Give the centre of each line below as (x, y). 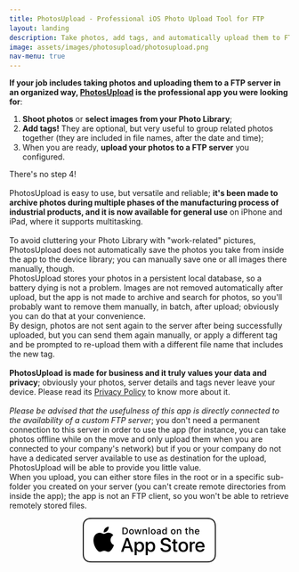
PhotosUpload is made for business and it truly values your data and (138, 373)
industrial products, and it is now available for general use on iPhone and (146, 212)
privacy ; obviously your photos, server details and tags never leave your (142, 382)
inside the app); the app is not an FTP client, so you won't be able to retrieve (149, 496)
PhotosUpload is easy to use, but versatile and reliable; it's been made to (144, 193)
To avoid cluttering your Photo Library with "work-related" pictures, (133, 241)
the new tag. (32, 354)
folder (20, 486)
